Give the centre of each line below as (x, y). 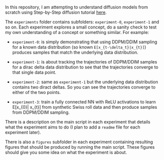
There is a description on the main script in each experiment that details (78, 122)
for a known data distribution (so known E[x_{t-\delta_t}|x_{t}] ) (79, 47)
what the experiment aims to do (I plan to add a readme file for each (73, 127)
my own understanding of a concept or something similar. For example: (77, 32)
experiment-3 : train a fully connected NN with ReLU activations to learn (84, 102)
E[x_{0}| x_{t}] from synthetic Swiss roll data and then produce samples (84, 107)
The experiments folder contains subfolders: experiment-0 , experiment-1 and (82, 22)
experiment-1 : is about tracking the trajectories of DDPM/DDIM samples (84, 62)
